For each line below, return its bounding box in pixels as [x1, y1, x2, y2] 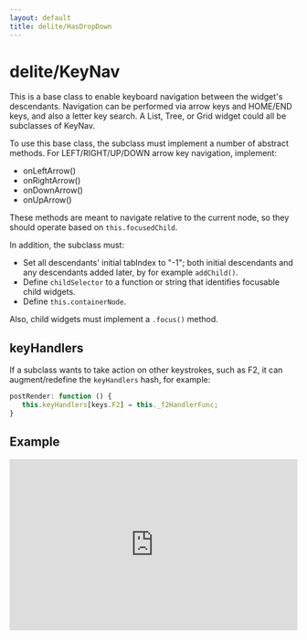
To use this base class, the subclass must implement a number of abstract [9, 138, 290, 149]
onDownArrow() [22, 184, 84, 196]
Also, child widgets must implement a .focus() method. [9, 314, 219, 325]
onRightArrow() [22, 175, 81, 186]
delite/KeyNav [9, 61, 121, 82]
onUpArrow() [22, 194, 72, 205]
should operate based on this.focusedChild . [9, 222, 178, 233]
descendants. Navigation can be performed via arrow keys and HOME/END [9, 101, 292, 112]
